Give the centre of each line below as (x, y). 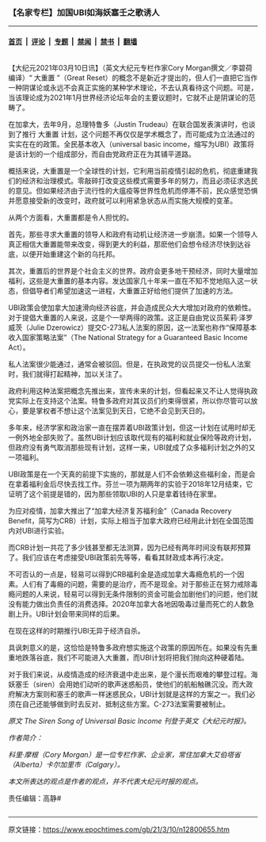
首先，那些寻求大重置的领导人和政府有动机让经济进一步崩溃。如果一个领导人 (133, 234)
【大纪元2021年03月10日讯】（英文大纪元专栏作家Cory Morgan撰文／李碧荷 (131, 67)
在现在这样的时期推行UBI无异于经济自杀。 (76, 630)
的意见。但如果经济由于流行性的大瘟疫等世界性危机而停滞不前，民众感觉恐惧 (133, 190)
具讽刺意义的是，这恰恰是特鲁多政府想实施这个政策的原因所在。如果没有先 (129, 647)
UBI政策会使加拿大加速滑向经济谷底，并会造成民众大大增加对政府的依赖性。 (132, 308)
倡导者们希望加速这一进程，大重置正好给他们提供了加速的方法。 (133, 290)
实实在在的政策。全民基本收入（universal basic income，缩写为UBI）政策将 (131, 144)
